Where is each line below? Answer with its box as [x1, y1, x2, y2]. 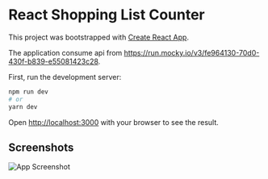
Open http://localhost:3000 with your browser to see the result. [8, 117, 220, 127]
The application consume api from [8, 48, 123, 57]
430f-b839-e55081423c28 [8, 56, 98, 66]
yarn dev [8, 102, 38, 110]
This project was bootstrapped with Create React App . [8, 32, 190, 42]
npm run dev [8, 87, 48, 96]
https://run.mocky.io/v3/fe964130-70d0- [124, 48, 260, 57]
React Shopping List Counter [8, 6, 205, 24]
